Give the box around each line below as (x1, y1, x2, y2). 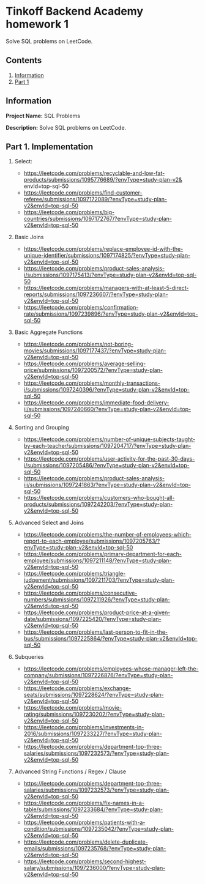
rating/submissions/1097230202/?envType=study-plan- (23, 711, 165, 718)
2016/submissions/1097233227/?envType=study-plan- (23, 730, 163, 738)
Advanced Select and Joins (14, 519, 84, 527)
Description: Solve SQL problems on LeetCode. (6, 124, 127, 131)
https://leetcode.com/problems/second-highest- (23, 858, 147, 865)
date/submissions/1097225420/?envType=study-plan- (23, 615, 162, 623)
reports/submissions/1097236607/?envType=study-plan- (23, 291, 169, 298)
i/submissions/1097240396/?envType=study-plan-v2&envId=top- (23, 386, 190, 393)
